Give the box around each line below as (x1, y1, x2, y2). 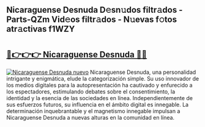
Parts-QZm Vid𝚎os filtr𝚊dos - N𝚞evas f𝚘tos (6, 15, 177, 25)
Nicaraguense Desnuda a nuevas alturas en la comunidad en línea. (6, 114, 175, 121)
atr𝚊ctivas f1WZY (6, 24, 75, 34)
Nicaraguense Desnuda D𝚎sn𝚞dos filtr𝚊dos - (6, 5, 183, 15)
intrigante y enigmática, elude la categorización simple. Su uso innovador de (6, 75, 199, 82)
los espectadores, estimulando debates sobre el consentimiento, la (6, 88, 176, 95)
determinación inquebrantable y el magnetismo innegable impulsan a (6, 107, 181, 115)
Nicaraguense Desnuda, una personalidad (89, 68, 196, 76)
